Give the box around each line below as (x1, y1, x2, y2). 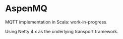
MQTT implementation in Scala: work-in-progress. (5, 19, 108, 25)
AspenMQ (5, 3, 48, 14)
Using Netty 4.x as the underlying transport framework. (5, 28, 119, 34)
